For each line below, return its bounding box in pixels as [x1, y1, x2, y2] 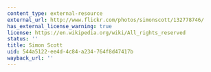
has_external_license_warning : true [7, 23, 112, 29]
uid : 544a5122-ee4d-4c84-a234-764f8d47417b [7, 49, 134, 56]
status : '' [7, 36, 38, 43]
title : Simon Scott [7, 42, 63, 49]
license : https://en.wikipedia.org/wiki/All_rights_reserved [7, 29, 186, 36]
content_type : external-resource [7, 10, 103, 17]
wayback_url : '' [7, 55, 54, 62]
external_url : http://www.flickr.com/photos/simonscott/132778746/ [7, 16, 205, 23]
